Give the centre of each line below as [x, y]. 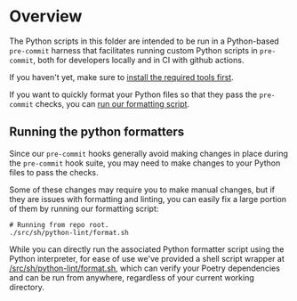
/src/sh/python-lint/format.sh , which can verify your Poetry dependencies [144, 268]
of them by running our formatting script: [84, 208]
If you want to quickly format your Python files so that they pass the [133, 94]
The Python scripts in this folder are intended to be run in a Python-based [144, 41]
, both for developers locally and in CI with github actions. [138, 60]
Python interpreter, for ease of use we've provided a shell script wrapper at [147, 258]
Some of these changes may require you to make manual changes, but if [142, 190]
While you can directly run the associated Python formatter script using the [147, 249]
